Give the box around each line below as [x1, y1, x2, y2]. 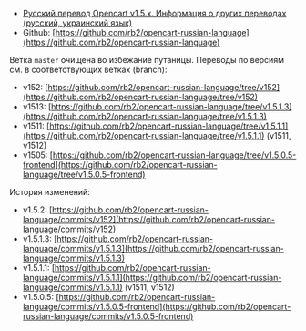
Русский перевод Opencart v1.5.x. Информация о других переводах [22, 8, 287, 18]
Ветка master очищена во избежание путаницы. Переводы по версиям [9, 55, 285, 65]
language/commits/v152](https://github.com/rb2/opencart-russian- [22, 214, 276, 224]
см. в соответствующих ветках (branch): [9, 64, 168, 75]
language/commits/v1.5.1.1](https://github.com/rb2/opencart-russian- [22, 273, 282, 283]
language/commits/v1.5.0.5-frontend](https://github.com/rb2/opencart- [22, 301, 291, 312]
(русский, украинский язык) [22, 17, 133, 28]
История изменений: [9, 187, 91, 197]
